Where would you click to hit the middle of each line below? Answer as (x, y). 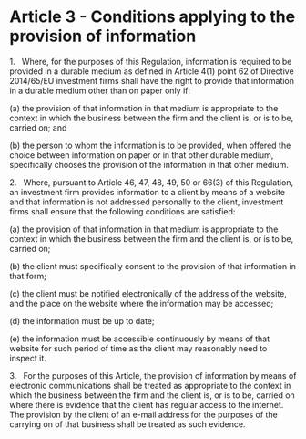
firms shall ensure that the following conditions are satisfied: (122, 211)
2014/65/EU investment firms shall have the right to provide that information (152, 80)
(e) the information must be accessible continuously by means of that (140, 339)
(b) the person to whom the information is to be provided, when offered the (150, 145)
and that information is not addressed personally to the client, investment (147, 202)
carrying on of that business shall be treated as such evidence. (127, 424)
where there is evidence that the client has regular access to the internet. (147, 404)
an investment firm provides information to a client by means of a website (147, 192)
